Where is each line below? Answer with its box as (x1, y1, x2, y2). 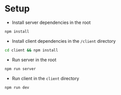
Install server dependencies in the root (11, 19, 91, 25)
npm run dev (4, 85, 29, 90)
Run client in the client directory (11, 75, 79, 81)
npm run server (4, 66, 36, 71)
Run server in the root (11, 57, 57, 63)
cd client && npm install (4, 48, 58, 53)
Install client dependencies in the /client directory (11, 38, 116, 44)
